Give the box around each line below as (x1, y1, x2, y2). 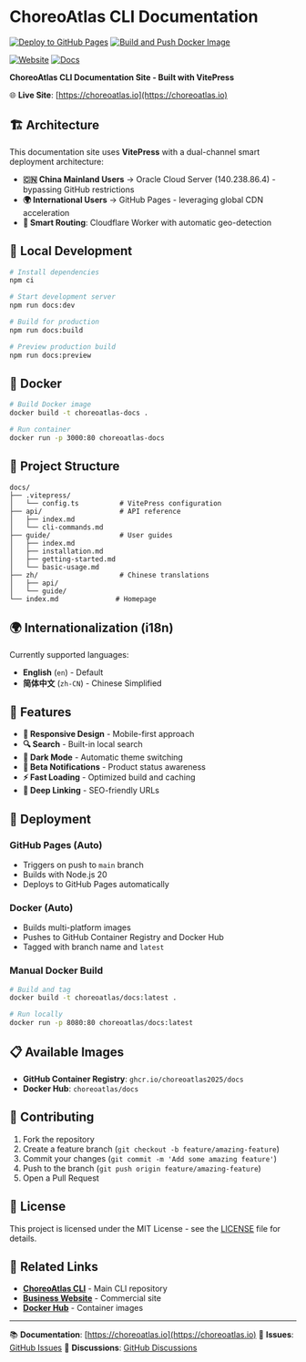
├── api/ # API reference (9, 507, 181, 516)
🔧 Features (9, 704, 72, 720)
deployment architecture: (9, 156, 105, 167)
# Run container (9, 425, 71, 435)
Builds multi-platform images (22, 922, 132, 933)
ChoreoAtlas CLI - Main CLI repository (22, 1283, 168, 1295)
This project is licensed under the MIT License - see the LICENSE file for (9, 1223, 280, 1234)
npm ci (9, 276, 35, 285)
